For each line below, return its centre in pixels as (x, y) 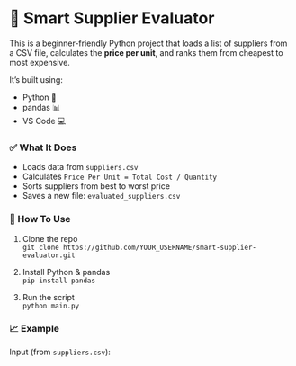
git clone (41, 247)
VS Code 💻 (44, 121)
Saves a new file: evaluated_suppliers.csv (101, 196)
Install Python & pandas (66, 272)
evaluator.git (49, 255)
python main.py (51, 306)
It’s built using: (36, 79)
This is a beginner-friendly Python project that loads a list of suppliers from (148, 43)
